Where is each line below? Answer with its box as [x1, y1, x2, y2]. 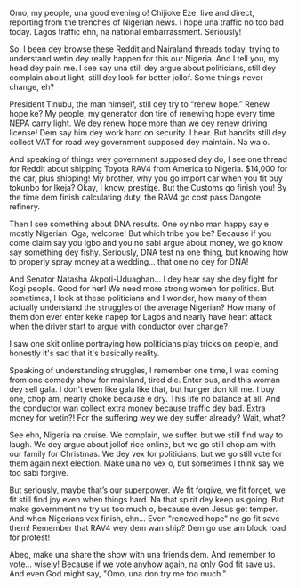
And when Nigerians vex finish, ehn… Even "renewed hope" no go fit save [9, 513, 280, 524]
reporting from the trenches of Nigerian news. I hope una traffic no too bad [9, 17, 285, 28]
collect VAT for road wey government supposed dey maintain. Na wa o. [9, 137, 270, 147]
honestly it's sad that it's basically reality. [9, 347, 160, 358]
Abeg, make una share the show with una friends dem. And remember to [9, 550, 276, 559]
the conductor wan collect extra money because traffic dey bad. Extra [9, 403, 266, 413]
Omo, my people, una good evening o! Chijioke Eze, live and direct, [9, 8, 255, 18]
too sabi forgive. [9, 468, 69, 478]
